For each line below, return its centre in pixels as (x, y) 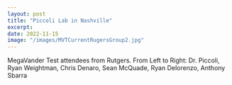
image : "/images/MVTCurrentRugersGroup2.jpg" (76, 40)
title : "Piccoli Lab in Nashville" (60, 21)
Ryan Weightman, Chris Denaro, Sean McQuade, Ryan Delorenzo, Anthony (116, 68)
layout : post (27, 14)
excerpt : (20, 27)
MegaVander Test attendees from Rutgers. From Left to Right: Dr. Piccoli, (114, 60)
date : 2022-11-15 (33, 34)
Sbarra (17, 76)
